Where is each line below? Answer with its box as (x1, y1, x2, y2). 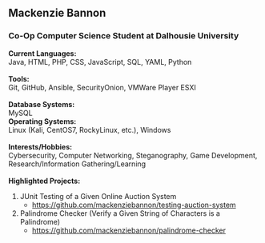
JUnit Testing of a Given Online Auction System (19, 191, 177, 201)
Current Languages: (8, 48, 77, 58)
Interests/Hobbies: (8, 141, 73, 151)
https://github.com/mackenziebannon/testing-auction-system (31, 200, 236, 209)
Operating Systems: (8, 116, 77, 126)
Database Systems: (8, 99, 75, 109)
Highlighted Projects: (8, 176, 81, 185)
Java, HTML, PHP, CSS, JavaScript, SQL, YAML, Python (8, 57, 192, 66)
